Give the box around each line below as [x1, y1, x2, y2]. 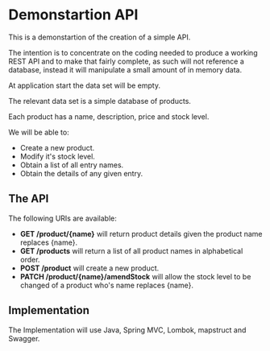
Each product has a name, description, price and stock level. [8, 111, 210, 122]
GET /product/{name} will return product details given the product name [19, 229, 264, 238]
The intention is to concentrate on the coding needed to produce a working [8, 47, 258, 57]
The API [8, 192, 49, 206]
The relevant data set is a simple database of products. [8, 96, 192, 105]
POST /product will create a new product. [19, 263, 160, 273]
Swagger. [8, 333, 40, 343]
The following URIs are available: [8, 213, 117, 223]
